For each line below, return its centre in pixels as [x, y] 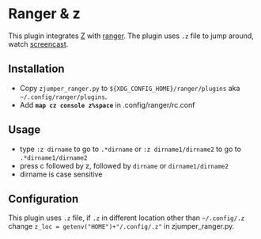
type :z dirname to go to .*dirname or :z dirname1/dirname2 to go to [130, 149]
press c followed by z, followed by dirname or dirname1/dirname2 [124, 165]
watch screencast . [38, 44]
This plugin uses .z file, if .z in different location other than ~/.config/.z [127, 218]
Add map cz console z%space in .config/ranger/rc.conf [107, 104]
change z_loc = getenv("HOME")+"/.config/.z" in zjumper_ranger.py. [121, 226]
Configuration [43, 199]
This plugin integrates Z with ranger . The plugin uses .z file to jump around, [131, 36]
